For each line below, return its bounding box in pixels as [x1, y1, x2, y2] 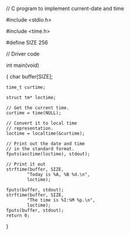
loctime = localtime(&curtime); [6, 131, 85, 137]
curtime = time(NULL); [6, 110, 61, 116]
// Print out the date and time [6, 141, 85, 147]
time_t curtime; [6, 84, 46, 90]
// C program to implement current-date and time [6, 5, 124, 12]
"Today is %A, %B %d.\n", [27, 172, 91, 178]
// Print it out [6, 161, 46, 167]
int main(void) [6, 62, 40, 69]
